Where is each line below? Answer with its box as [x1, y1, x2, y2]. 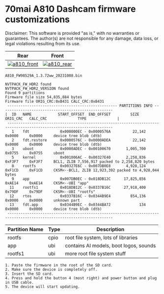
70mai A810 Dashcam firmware [5, 3, 136, 15]
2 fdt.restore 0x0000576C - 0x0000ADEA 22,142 [11, 138, 146, 143]
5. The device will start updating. [5, 284, 80, 289]
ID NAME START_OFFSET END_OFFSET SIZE [11, 112, 139, 117]
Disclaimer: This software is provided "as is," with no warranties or [5, 30, 140, 36]
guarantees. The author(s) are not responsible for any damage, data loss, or [5, 35, 159, 41]
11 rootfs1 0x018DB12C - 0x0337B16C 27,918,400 [9, 185, 146, 190]
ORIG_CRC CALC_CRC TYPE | [5, 116, 120, 121]
